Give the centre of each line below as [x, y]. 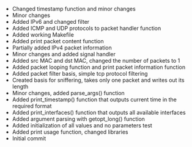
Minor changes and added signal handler [64, 54]
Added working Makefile [43, 35]
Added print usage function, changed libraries [70, 132]
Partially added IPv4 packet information [62, 48]
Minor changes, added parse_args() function [68, 93]
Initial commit [29, 138]
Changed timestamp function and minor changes [74, 9]
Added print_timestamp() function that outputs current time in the [94, 99]
